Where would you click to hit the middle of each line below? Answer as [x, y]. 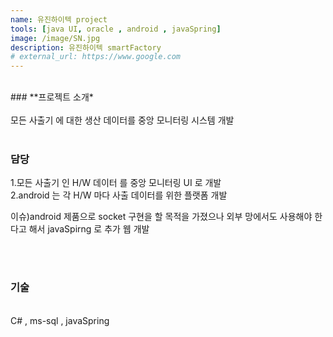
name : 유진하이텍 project [59, 19]
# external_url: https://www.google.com [96, 57]
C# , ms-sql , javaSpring [60, 320]
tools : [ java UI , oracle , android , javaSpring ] [116, 29]
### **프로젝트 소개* [52, 97]
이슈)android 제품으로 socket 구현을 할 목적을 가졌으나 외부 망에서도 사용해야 [161, 217]
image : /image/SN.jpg [55, 38]
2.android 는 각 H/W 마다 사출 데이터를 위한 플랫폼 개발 [119, 195]
